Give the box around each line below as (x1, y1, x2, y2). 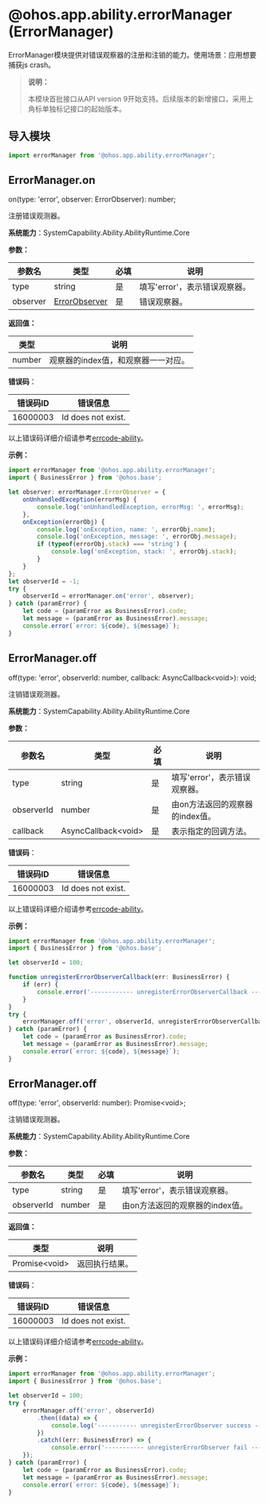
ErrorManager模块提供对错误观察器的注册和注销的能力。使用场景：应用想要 (8, 50, 257, 59)
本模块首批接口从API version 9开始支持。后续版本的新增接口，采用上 (27, 94, 254, 103)
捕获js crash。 (8, 60, 56, 70)
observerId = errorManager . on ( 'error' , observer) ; (22, 592, 195, 600)
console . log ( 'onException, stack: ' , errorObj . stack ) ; (50, 547, 238, 556)
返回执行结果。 (77, 1259, 133, 1270)
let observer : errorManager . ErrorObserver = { (8, 488, 166, 496)
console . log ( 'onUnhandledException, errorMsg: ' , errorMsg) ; (37, 503, 245, 511)
